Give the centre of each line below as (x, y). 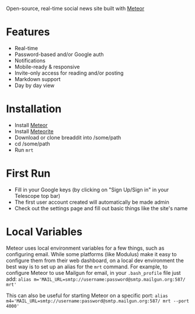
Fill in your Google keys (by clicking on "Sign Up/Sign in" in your (92, 190)
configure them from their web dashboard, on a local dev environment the (95, 260)
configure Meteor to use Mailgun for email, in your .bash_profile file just (93, 273)
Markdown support (37, 79)
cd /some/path (32, 144)
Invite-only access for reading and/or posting (69, 73)
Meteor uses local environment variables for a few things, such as (85, 248)
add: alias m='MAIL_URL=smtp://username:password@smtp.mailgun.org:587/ (96, 279)
